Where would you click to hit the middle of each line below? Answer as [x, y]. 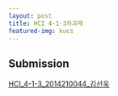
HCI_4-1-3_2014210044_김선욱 [59, 84]
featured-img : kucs [41, 31]
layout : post [30, 16]
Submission [39, 63]
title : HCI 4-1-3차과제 [46, 23]
